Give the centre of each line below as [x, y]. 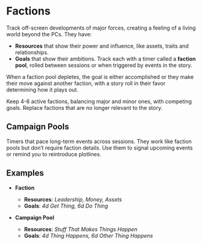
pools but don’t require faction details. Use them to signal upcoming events [99, 148]
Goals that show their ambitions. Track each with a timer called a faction [105, 59]
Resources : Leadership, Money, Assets [73, 199]
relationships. [32, 52]
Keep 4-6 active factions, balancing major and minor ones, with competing [99, 101]
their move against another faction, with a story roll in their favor [86, 83]
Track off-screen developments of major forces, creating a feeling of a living [101, 28]
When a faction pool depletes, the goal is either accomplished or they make [100, 77]
